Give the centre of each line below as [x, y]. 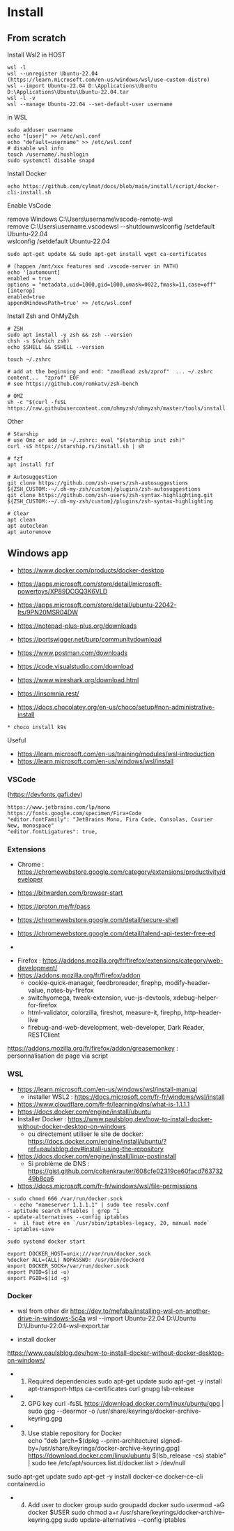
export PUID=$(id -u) [39, 1272]
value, [37, 991]
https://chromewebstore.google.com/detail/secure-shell [98, 920]
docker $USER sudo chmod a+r [73, 1512]
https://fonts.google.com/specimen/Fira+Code [74, 814]
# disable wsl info [36, 148]
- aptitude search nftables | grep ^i [63, 1211]
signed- [171, 1440]
